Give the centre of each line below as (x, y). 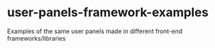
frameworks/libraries (37, 38)
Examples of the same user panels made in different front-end (95, 31)
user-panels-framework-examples (108, 13)
